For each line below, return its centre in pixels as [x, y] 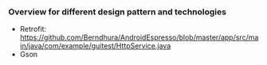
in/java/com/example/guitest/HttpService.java [95, 46]
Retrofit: [33, 29]
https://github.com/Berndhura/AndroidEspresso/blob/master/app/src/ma [139, 37]
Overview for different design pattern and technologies [118, 12]
